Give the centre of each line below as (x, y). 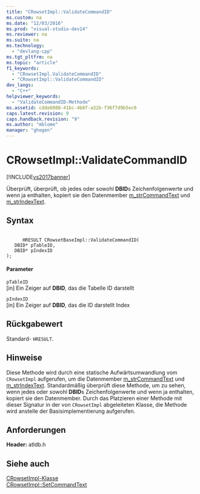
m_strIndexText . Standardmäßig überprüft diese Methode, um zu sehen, (96, 385)
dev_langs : (20, 85)
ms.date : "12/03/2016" (35, 23)
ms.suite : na (23, 40)
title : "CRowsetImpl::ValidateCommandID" (59, 12)
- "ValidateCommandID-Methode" (51, 102)
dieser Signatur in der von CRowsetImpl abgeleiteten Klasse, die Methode (97, 404)
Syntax (20, 221)
